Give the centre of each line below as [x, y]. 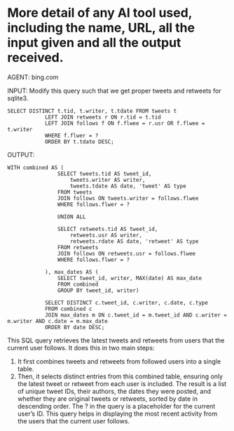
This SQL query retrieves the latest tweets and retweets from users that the [116, 340]
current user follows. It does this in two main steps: [81, 347]
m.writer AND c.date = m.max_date [58, 321]
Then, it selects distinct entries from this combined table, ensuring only [120, 376]
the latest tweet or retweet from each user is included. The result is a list [122, 383]
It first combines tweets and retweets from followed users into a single [119, 361]
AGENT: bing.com [33, 77]
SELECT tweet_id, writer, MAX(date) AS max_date [129, 278]
